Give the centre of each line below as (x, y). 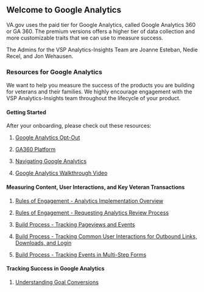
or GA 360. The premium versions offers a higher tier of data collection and (100, 31)
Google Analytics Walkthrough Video (61, 173)
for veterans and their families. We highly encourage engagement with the (99, 92)
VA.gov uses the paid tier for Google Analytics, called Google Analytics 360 (101, 24)
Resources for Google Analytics (54, 71)
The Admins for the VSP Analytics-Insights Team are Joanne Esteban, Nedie (102, 49)
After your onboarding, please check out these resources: (79, 126)
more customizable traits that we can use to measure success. (85, 38)
